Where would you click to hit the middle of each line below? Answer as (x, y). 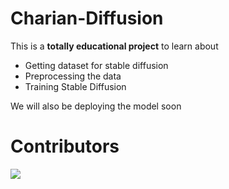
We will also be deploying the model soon (96, 106)
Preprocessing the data (73, 76)
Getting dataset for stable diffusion (96, 65)
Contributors (65, 146)
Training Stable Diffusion (75, 86)
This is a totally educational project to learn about (114, 46)
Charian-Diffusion (87, 18)
